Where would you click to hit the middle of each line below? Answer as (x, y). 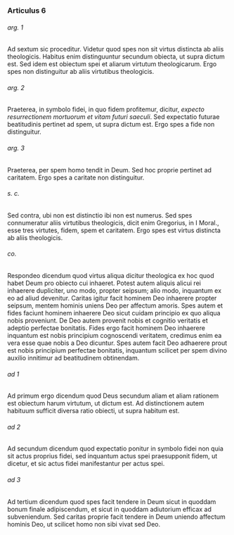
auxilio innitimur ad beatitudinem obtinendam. (73, 358)
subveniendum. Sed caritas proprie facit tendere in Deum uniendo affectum (117, 517)
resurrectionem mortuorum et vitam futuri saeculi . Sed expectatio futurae (113, 117)
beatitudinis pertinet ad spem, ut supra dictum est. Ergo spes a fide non (111, 125)
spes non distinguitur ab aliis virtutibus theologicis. (81, 72)
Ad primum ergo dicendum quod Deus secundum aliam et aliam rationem (113, 396)
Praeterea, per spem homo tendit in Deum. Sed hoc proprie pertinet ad (110, 170)
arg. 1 (15, 27)
